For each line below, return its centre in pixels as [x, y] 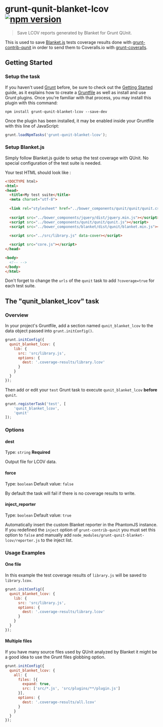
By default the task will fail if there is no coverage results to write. [70, 493]
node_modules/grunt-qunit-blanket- [108, 535]
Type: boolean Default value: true [38, 515]
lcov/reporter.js [23, 541]
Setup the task [23, 76]
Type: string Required [28, 452]
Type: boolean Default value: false [39, 484]
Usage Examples [25, 553]
